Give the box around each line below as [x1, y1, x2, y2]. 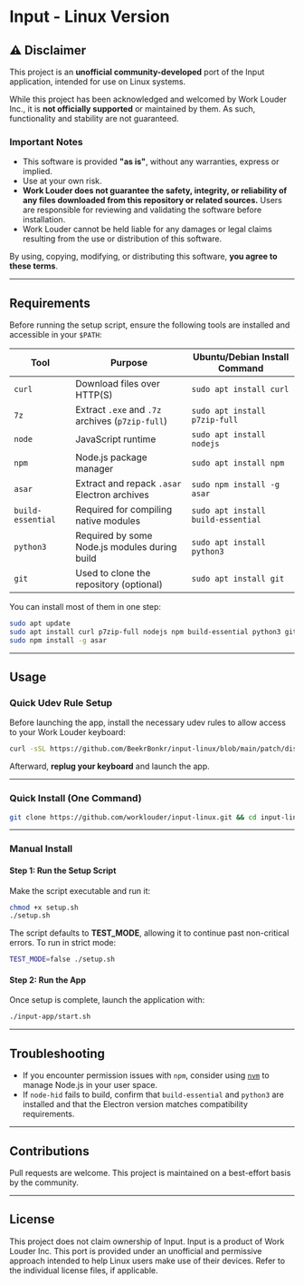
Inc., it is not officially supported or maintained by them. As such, [9, 103, 256, 114]
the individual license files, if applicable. [9, 1264, 158, 1276]
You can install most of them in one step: [9, 602, 161, 613]
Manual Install [9, 842, 73, 855]
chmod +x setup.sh [9, 903, 79, 912]
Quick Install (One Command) [9, 792, 142, 805]
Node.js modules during [75, 541, 177, 554]
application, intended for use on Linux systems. [9, 76, 186, 87]
